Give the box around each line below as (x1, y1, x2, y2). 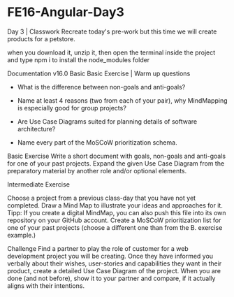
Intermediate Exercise (7, 180, 70, 189)
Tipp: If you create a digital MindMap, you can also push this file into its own (7, 208, 226, 217)
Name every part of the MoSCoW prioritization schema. (17, 138, 177, 147)
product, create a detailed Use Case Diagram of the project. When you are (7, 266, 221, 275)
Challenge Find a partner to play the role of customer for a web (7, 244, 189, 252)
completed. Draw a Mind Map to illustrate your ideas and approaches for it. (7, 201, 224, 210)
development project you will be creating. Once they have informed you (7, 252, 214, 260)
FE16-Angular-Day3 (7, 4, 124, 20)
